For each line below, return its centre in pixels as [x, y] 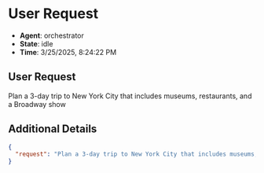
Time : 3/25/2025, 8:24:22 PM [68, 52]
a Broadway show [37, 104]
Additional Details [53, 129]
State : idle [36, 43]
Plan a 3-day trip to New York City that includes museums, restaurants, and [130, 96]
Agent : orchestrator [52, 35]
